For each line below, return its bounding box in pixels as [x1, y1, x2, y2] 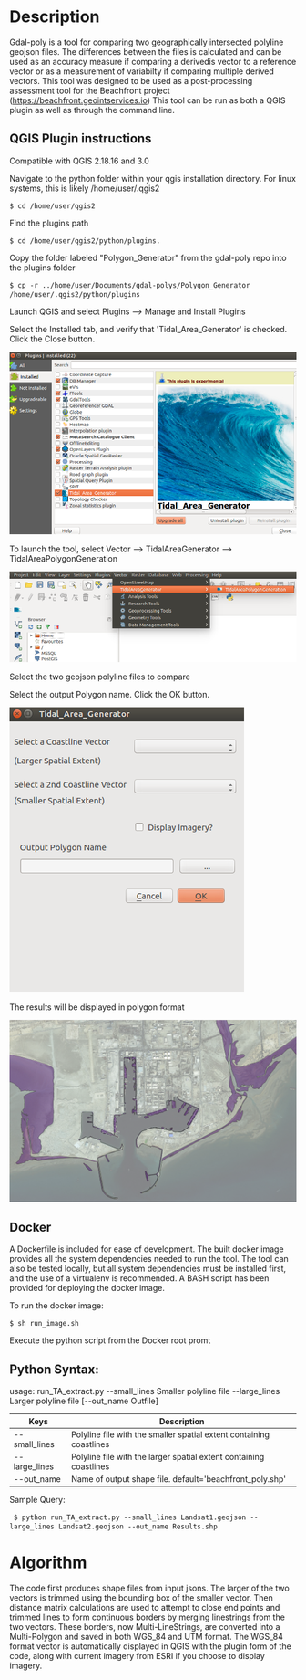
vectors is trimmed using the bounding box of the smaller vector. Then [9, 1591, 273, 1603]
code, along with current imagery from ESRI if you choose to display [9, 1650, 266, 1661]
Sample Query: [9, 1494, 66, 1505]
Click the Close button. [9, 333, 96, 344]
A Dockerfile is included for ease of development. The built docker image [9, 1244, 284, 1255]
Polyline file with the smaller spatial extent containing [71, 1429, 270, 1440]
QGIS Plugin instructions [9, 131, 152, 147]
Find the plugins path [9, 217, 89, 228]
